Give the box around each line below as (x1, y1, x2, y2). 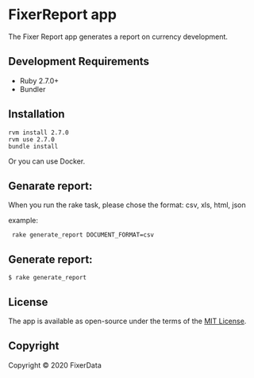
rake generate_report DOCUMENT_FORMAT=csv (11, 231, 155, 239)
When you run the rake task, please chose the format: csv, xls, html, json (8, 200, 246, 210)
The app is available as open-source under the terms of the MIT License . (8, 316, 247, 326)
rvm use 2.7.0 (8, 135, 56, 144)
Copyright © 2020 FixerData (8, 360, 102, 370)
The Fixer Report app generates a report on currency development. (8, 32, 229, 41)
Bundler (19, 84, 46, 94)
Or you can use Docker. (8, 156, 86, 166)
